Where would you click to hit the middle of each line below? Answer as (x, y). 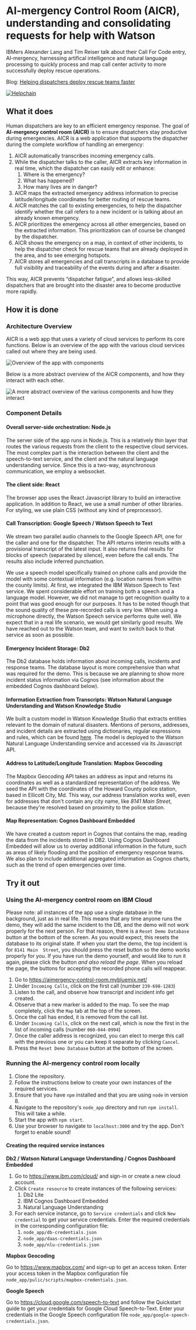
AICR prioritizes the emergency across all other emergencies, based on (100, 224)
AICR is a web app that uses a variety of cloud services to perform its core (95, 339)
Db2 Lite (33, 1194)
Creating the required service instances (55, 1146)
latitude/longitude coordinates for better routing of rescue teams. (92, 199)
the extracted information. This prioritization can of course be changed (100, 230)
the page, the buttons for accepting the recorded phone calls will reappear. (96, 968)
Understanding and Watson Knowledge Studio (64, 706)
